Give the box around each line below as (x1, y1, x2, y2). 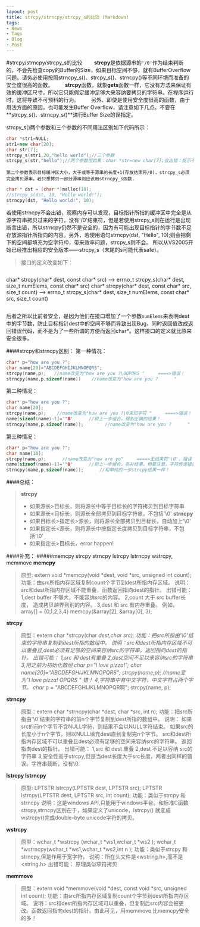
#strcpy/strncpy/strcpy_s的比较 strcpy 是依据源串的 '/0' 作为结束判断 (6, 59, 184, 66)
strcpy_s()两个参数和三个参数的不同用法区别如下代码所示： (6, 123, 151, 131)
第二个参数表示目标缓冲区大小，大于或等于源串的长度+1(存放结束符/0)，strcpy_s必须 (6, 170, 190, 176)
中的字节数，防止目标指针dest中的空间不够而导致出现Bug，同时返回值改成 (6, 320, 189, 327)
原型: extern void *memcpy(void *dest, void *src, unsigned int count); (20, 572, 192, 579)
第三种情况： (6, 433, 37, 440)
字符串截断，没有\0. (31, 760, 80, 767)
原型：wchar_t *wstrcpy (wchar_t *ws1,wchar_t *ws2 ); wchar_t (20, 838, 176, 845)
